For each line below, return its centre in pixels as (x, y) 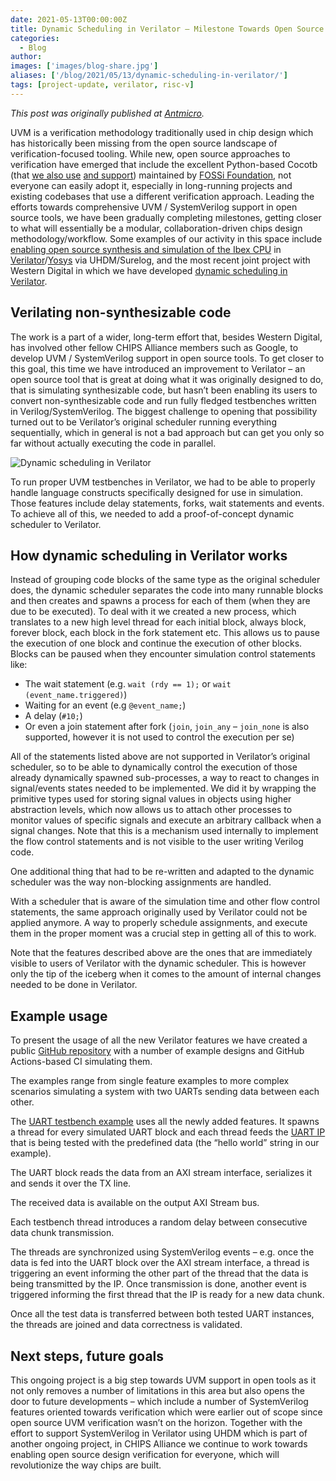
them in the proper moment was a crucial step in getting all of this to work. (163, 933)
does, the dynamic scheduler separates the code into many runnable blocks (167, 590)
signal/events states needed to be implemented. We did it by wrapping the (163, 788)
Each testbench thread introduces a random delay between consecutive (159, 1222)
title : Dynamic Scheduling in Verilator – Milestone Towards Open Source (167, 29)
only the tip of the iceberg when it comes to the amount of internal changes (166, 974)
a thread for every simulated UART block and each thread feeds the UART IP (168, 1132)
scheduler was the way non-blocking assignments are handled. (141, 882)
